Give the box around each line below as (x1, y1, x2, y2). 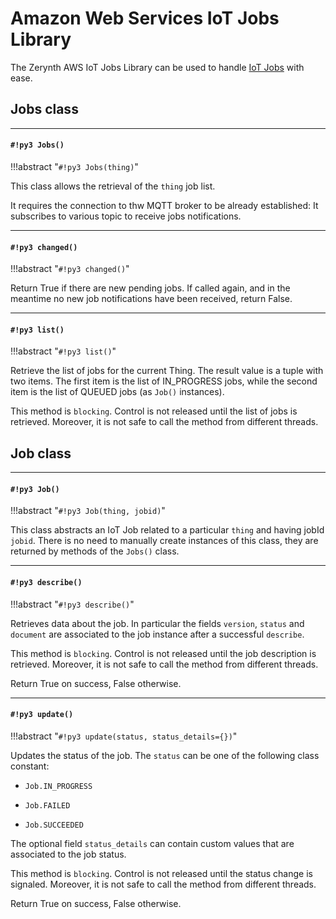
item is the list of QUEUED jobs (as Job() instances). (10, 386, 225, 398)
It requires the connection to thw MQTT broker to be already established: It (10, 199, 319, 211)
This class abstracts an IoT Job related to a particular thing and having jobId (10, 524, 325, 536)
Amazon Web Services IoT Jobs (10, 7, 280, 30)
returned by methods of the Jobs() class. (10, 545, 180, 557)
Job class (10, 445, 72, 462)
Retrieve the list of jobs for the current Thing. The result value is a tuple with (10, 365, 324, 377)
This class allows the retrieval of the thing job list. (10, 180, 216, 192)
